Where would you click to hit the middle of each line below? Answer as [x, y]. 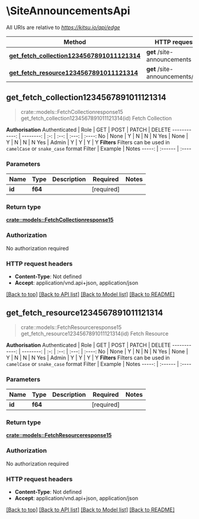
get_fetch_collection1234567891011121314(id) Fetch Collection [96, 118]
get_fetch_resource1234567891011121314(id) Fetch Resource [94, 333]
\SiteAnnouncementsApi [68, 11]
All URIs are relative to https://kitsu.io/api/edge [63, 27]
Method [75, 42]
